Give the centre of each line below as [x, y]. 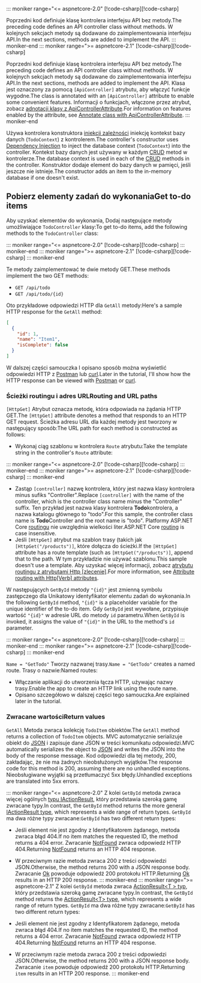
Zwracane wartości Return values [56, 717]
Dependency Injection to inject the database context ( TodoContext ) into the [98, 146]
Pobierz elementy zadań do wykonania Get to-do [98, 197]
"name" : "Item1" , [39, 339]
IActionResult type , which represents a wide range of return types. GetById [98, 812]
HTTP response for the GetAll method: [54, 311]
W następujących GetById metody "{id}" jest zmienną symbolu [84, 590]
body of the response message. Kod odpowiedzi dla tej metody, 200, [91, 755]
